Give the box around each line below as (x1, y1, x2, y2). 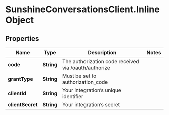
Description (88, 49, 117, 56)
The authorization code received (62, 58, 139, 65)
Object (5, 14, 34, 26)
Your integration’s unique (62, 87, 122, 94)
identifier (62, 93, 84, 100)
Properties (5, 34, 39, 43)
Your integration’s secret (62, 101, 120, 108)
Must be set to (62, 72, 97, 79)
